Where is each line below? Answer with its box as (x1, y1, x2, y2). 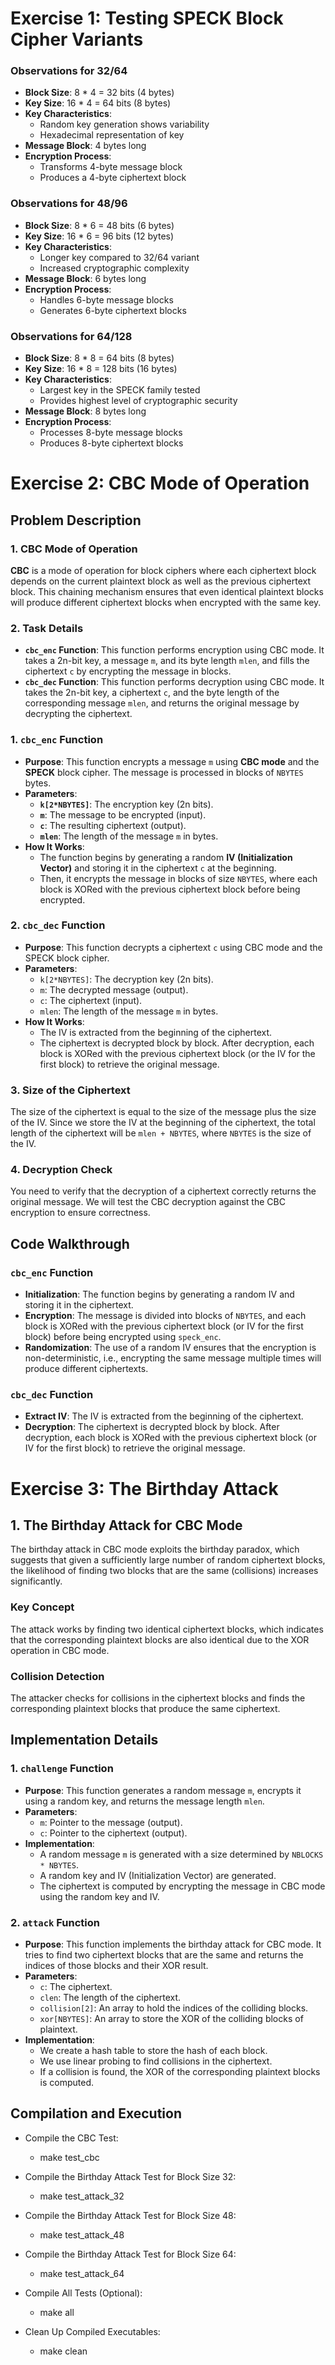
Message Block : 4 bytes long (24, 140, 147, 152)
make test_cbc (39, 2151, 100, 2163)
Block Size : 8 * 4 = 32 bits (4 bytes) (24, 87, 175, 99)
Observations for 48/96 (10, 197, 128, 211)
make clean (39, 2345, 88, 2357)
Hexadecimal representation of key (39, 129, 185, 141)
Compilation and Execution (10, 2105, 182, 2122)
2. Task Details (10, 621, 84, 635)
